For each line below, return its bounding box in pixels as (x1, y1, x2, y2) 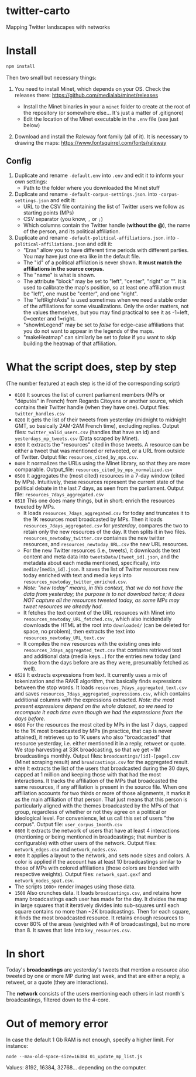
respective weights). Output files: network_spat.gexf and (14, 870, 152, 877)
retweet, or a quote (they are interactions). (6, 979, 108, 986)
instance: (6, 1042, 29, 1049)
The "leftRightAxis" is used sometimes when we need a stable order (23, 296, 188, 303)
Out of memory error (6, 1017, 108, 1030)
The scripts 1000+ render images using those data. (14, 883, 136, 890)
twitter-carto (6, 4, 70, 18)
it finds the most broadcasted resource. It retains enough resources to (14, 914, 184, 921)
